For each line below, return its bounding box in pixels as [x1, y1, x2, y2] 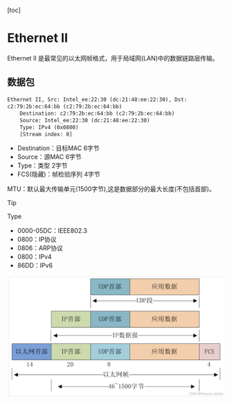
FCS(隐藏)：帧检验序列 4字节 [17, 170, 100, 178]
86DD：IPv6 [17, 261, 53, 270]
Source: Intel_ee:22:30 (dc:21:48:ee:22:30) [19, 117, 150, 124]
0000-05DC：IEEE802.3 [17, 226, 88, 235]
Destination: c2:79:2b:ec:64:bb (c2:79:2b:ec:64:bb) [19, 110, 175, 117]
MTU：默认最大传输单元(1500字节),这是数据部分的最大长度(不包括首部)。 [7, 184, 216, 193]
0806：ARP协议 [17, 243, 64, 252]
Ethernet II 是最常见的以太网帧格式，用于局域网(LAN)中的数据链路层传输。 [7, 54, 219, 62]
